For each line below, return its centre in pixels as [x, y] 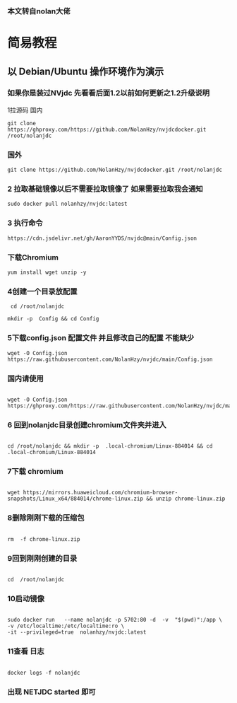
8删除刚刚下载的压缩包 [46, 518]
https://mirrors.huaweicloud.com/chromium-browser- [101, 493]
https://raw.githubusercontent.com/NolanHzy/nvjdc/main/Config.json [110, 359]
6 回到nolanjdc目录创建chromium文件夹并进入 [87, 424]
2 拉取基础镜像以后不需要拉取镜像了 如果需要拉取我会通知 [105, 189]
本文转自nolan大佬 [39, 11]
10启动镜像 [26, 598]
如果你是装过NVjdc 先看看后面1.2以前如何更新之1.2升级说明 [109, 93]
